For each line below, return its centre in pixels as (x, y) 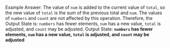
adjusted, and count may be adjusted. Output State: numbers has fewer (79, 29)
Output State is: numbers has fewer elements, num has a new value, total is (83, 23)
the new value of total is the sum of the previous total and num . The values (84, 13)
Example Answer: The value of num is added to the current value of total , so (85, 7)
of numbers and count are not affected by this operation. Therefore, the (79, 18)
